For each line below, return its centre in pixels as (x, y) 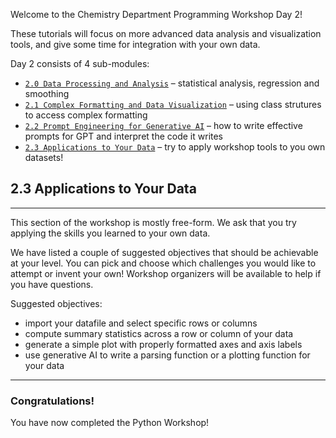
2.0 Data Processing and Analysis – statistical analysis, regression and (172, 83)
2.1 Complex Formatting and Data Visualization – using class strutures (173, 104)
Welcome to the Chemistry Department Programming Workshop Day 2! (156, 14)
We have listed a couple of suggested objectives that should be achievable (164, 252)
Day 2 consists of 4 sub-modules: (80, 63)
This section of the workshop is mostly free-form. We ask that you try (153, 222)
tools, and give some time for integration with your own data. (135, 44)
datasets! (44, 157)
